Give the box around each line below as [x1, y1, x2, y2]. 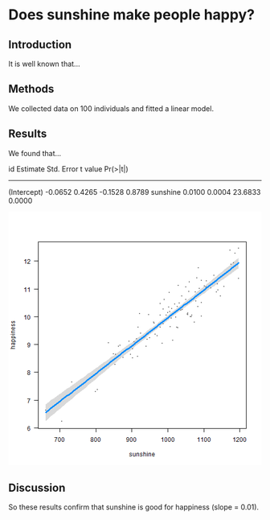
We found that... [8, 148, 62, 158]
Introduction [8, 38, 72, 52]
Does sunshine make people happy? [8, 6, 256, 24]
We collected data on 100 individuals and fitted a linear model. [8, 103, 215, 113]
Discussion [8, 481, 66, 495]
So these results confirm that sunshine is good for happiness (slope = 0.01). [8, 502, 260, 512]
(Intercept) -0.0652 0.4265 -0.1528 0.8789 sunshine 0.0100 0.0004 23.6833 [8, 187, 261, 196]
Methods [8, 82, 55, 96]
